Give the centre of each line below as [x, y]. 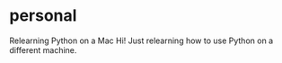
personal [43, 16]
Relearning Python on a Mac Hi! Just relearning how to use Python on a [141, 40]
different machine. [43, 49]
